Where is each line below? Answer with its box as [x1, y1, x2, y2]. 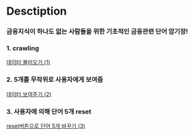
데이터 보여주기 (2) [6, 90, 52, 98]
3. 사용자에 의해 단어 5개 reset [6, 107, 92, 115]
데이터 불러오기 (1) [6, 59, 50, 66]
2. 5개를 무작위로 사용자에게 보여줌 [6, 75, 103, 84]
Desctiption [6, 4, 67, 18]
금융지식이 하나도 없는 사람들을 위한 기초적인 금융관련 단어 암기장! [6, 27, 188, 36]
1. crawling [6, 44, 39, 53]
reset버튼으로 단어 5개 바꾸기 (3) [6, 122, 86, 130]
